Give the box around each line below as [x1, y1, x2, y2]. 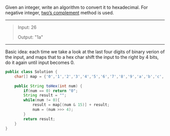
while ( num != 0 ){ [23, 97, 60, 103]
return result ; [23, 116, 56, 121]
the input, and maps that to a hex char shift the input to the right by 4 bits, [5, 54, 159, 60]
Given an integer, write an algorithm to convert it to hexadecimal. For [5, 5, 148, 10]
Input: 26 [17, 24, 37, 30]
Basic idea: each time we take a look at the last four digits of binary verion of [5, 49, 165, 55]
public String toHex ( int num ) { [14, 83, 82, 88]
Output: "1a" [17, 34, 44, 40]
